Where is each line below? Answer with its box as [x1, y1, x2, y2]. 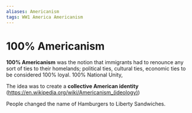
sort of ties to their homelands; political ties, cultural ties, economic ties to [6, 65, 186, 72]
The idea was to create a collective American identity [6, 83, 139, 90]
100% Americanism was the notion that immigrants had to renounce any [6, 59, 184, 66]
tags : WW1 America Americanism [6, 14, 83, 20]
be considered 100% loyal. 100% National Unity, [6, 71, 123, 78]
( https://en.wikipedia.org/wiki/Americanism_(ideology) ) [6, 89, 140, 96]
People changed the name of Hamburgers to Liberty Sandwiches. [6, 101, 166, 108]
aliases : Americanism [6, 8, 60, 15]
